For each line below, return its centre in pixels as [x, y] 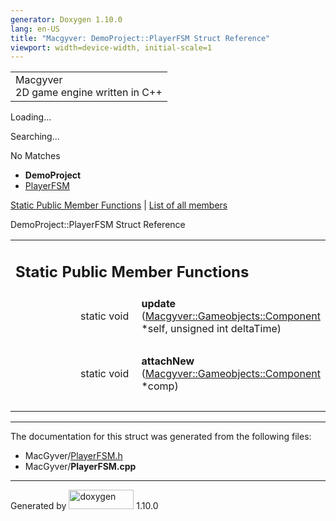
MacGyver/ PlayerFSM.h [73, 455]
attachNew [168, 361]
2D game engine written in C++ [89, 93]
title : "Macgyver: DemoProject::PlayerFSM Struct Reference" [140, 38]
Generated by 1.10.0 [84, 505]
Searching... [35, 137]
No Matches [35, 156]
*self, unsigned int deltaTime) [211, 328]
